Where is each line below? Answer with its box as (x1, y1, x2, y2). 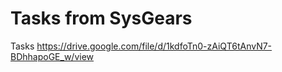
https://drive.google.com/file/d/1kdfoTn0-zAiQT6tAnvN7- (36, 40, 273, 52)
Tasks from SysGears (10, 7, 193, 30)
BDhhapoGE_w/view (10, 50, 95, 62)
